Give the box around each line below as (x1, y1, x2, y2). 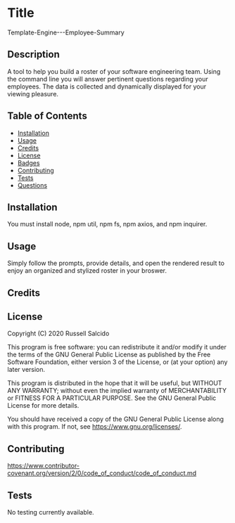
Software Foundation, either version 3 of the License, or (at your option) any (7, 358, 228, 366)
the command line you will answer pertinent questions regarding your (7, 75, 209, 83)
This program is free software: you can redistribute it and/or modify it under (7, 343, 227, 351)
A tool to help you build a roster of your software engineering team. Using (7, 67, 221, 75)
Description (7, 49, 60, 60)
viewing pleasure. (7, 89, 58, 98)
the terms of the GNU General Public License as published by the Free (7, 350, 211, 359)
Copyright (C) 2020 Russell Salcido (7, 329, 110, 338)
